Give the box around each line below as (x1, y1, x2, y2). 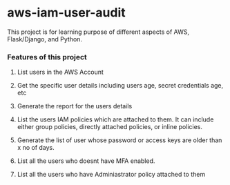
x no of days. (17, 144, 55, 152)
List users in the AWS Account (17, 68, 104, 77)
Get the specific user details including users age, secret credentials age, (17, 81, 224, 90)
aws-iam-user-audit (7, 5, 126, 21)
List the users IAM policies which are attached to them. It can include (17, 115, 214, 124)
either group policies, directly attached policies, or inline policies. (17, 123, 202, 131)
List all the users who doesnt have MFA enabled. (17, 157, 155, 165)
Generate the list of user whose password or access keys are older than (17, 136, 222, 144)
